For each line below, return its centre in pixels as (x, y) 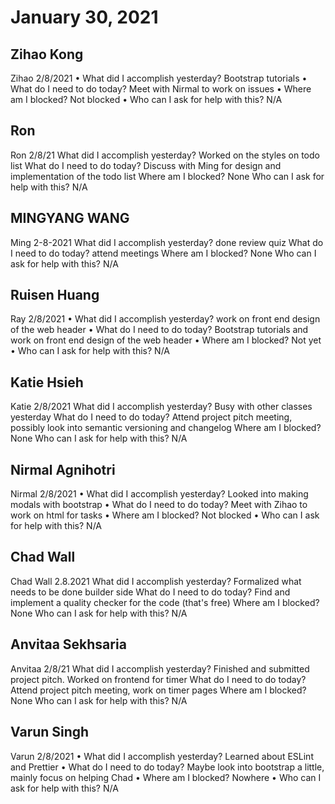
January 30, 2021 (84, 17)
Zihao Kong (47, 54)
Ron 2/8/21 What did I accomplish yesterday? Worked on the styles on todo (165, 155)
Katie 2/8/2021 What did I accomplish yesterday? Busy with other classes (161, 407)
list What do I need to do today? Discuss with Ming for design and (146, 165)
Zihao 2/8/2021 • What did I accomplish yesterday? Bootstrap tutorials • (159, 78)
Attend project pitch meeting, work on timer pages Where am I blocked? (158, 690)
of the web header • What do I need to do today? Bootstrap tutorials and (159, 330)
